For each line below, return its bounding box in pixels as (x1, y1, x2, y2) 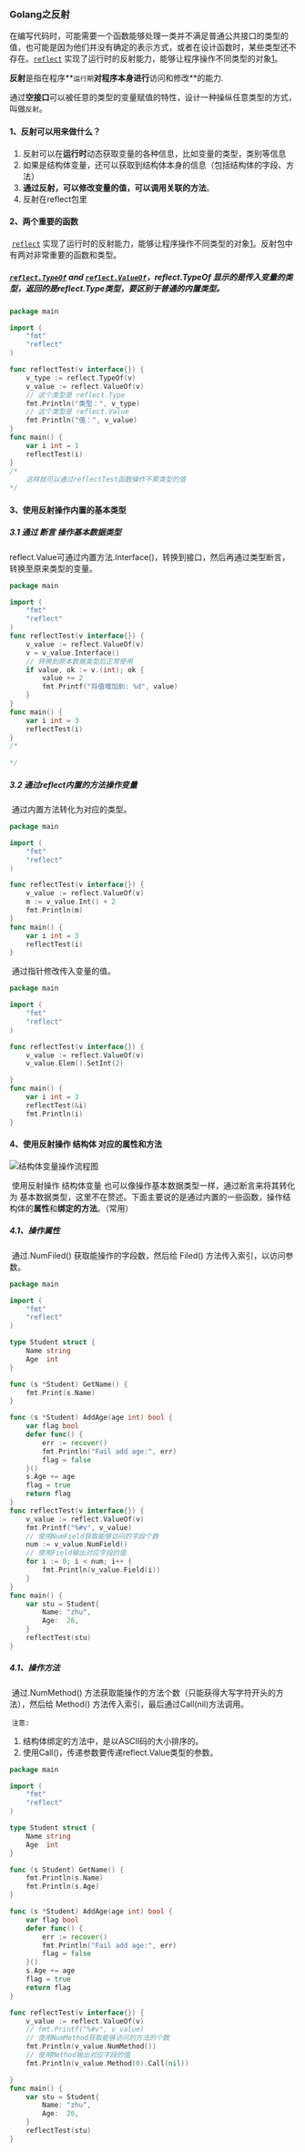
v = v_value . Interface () (25, 648, 120, 658)
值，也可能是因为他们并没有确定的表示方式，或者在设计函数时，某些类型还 (9, 42, 289, 53)
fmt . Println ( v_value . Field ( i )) (42, 1566, 161, 1575)
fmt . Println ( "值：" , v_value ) (25, 416, 138, 425)
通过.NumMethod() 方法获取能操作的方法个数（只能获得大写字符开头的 (11, 1687, 276, 1698)
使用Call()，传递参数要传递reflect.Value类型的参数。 (22, 1747, 219, 1758)
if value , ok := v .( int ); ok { (25, 665, 145, 675)
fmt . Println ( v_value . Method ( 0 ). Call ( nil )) (25, 2058, 189, 2068)
